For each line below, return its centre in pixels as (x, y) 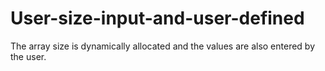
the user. (28, 56)
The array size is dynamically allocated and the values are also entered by (163, 46)
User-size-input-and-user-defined (157, 18)
